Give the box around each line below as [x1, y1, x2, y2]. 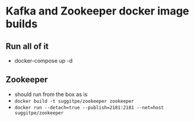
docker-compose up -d [14, 57, 73, 64]
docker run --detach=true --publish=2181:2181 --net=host [14, 104, 164, 111]
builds [5, 17, 38, 31]
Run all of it [5, 41, 49, 51]
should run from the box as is [14, 91, 88, 98]
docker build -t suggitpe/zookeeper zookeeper [14, 98, 134, 104]
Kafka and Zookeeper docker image [5, 4, 190, 18]
